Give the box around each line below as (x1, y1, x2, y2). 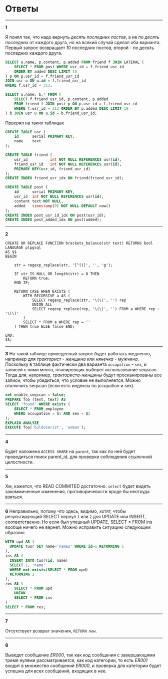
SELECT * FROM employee (14, 406, 64, 411)
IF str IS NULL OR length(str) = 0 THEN (14, 272, 99, 277)
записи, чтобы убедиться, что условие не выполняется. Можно (5, 377, 141, 383)
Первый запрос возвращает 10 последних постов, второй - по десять (5, 45, 154, 51)
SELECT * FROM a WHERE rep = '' (23, 320, 91, 325)
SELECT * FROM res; (5, 604, 46, 609)
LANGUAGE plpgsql (5, 245, 41, 251)
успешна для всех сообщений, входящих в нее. (5, 668, 107, 674)
